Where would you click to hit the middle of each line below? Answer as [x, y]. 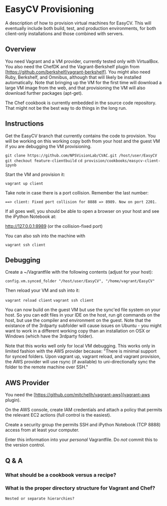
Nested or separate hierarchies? [40, 499]
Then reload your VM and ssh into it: [42, 291]
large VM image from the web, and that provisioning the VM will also [75, 88]
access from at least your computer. [42, 430]
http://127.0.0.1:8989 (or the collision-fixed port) [54, 226]
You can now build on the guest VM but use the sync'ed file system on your [83, 310]
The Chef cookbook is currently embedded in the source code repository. [81, 103]
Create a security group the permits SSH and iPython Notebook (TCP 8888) [83, 425]
